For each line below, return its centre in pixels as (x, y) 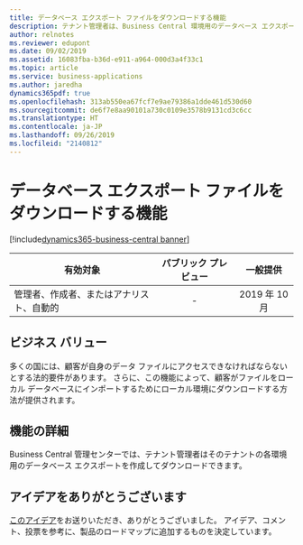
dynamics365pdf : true (50, 93)
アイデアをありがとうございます (98, 497)
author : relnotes (42, 34)
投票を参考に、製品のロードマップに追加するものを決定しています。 (151, 531)
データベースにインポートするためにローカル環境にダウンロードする (153, 388)
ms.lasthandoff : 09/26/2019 (62, 135)
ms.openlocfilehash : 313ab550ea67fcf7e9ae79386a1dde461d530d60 (131, 102)
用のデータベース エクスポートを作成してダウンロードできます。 (128, 466)
